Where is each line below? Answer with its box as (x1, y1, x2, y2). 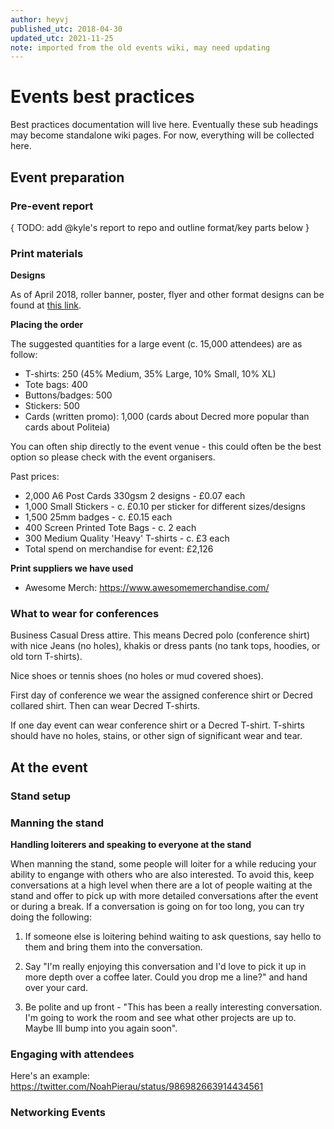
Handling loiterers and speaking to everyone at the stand (10, 839, 252, 851)
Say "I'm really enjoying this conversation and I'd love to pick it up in (24, 961, 307, 973)
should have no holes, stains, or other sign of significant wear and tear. (10, 730, 303, 742)
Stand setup (10, 789, 72, 803)
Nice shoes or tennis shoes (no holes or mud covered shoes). (10, 670, 264, 682)
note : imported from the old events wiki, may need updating (10, 42, 271, 53)
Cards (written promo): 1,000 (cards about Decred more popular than (24, 411, 310, 423)
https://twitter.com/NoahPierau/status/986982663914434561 (10, 1081, 264, 1093)
